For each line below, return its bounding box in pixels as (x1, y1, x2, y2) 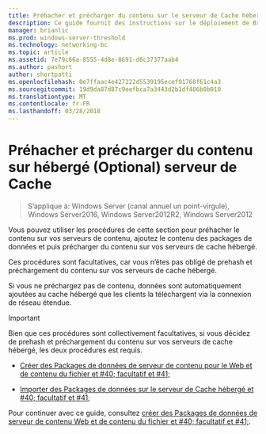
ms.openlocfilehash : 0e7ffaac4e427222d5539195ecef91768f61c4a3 (8, 78, 222, 86)
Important (8, 313, 40, 322)
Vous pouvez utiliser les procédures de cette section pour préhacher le (8, 225, 240, 234)
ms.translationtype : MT (8, 93, 87, 101)
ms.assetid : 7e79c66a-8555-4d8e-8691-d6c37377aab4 (8, 56, 179, 64)
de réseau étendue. (8, 298, 72, 307)
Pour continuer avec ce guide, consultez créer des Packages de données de (8, 408, 258, 417)
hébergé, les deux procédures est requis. (8, 345, 142, 355)
